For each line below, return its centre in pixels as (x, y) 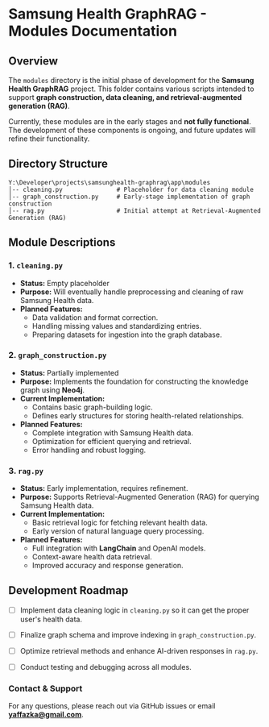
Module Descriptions (62, 243)
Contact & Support (46, 688)
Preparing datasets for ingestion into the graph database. (127, 334)
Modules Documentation (93, 31)
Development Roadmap (68, 590)
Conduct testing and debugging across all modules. (106, 667)
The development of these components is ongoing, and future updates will (132, 130)
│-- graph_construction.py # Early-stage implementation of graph (129, 197)
